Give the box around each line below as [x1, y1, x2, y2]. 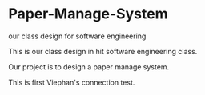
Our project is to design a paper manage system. [8, 61, 170, 72]
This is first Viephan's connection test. [8, 77, 135, 87]
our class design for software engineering [8, 31, 147, 41]
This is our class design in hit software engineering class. [8, 46, 198, 56]
